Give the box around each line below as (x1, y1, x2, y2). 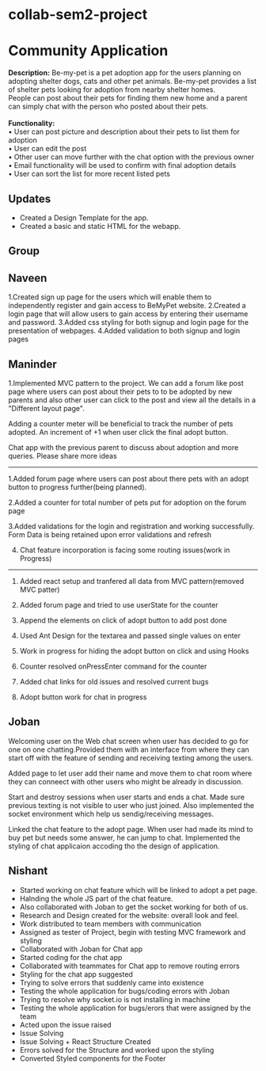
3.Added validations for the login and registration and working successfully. (8, 521, 255, 531)
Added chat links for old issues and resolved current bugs (19, 677, 209, 686)
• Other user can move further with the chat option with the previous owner (8, 152, 255, 162)
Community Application (8, 42, 169, 60)
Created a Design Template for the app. (19, 212, 149, 223)
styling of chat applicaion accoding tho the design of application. (8, 841, 220, 851)
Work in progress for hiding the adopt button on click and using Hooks (19, 646, 249, 655)
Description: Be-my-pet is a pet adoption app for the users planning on (8, 68, 241, 78)
